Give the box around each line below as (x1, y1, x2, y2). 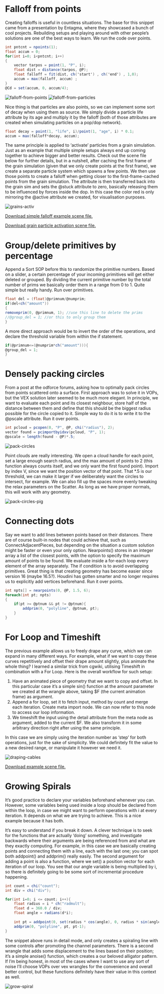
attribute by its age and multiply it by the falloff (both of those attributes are (5, 114, 157, 120)
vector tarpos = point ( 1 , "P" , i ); (14, 63, 86, 68)
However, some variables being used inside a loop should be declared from (5, 802, 157, 808)
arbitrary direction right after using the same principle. (12, 725, 122, 730)
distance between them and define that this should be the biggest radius (5, 405, 151, 411)
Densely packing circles (5, 368, 105, 379)
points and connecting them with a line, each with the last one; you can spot (5, 848, 159, 854)
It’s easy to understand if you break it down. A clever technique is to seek (5, 827, 153, 833)
